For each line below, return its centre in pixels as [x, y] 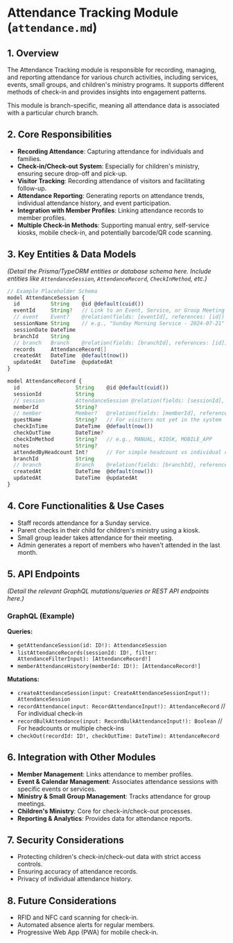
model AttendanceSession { [46, 298]
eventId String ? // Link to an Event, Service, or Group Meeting [119, 310]
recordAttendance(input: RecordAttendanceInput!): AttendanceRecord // [121, 706]
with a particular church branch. [53, 113]
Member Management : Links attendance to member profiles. [105, 774]
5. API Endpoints [44, 574]
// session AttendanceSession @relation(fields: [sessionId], [119, 401]
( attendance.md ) [52, 27]
